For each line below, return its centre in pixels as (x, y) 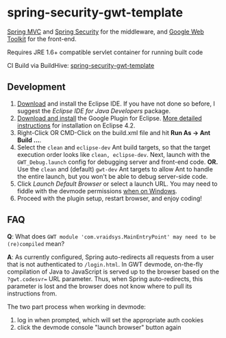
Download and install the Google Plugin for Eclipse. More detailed (109, 118)
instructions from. (32, 293)
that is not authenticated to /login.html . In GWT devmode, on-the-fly (105, 264)
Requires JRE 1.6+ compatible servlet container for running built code (105, 52)
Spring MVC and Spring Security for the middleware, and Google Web (105, 32)
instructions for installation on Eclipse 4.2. (76, 125)
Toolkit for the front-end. (42, 38)
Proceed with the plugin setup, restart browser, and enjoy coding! (109, 198)
